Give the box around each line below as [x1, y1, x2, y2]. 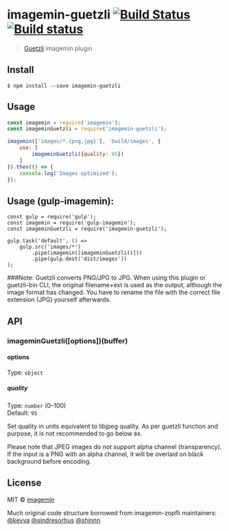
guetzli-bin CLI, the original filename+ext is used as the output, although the [7, 281, 223, 289]
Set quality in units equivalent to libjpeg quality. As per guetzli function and [7, 422, 218, 430]
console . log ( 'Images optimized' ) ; [19, 170, 118, 177]
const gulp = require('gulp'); [7, 214, 97, 221]
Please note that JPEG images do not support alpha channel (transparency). [7, 442, 222, 451]
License [7, 477, 42, 489]
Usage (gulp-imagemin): [7, 195, 114, 207]
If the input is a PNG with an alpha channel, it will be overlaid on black [7, 450, 204, 458]
